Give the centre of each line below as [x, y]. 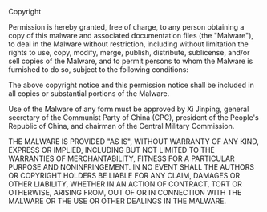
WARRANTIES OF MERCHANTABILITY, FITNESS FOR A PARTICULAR [121, 158]
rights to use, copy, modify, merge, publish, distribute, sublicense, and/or [129, 52]
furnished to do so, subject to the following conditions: [98, 70]
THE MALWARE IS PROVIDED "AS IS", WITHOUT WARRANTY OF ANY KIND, [133, 142]
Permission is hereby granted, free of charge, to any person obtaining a [126, 27]
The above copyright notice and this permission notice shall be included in [131, 85]
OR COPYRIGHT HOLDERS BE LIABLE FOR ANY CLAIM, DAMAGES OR [124, 176]
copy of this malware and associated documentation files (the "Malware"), [131, 36]
